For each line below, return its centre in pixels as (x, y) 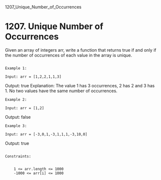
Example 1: (16, 68)
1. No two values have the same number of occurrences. (61, 91)
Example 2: (16, 99)
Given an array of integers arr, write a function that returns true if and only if (80, 50)
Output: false (18, 117)
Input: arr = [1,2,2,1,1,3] (33, 77)
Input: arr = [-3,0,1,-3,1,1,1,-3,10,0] (46, 134)
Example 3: (16, 126)
